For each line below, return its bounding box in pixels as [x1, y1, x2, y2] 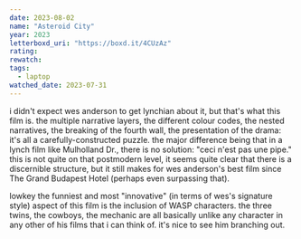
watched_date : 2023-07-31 [9, 81, 107, 90]
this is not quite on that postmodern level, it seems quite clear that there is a [9, 153, 292, 164]
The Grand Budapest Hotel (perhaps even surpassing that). [9, 173, 230, 184]
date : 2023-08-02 [9, 13, 75, 23]
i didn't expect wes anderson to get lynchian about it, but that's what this [9, 105, 281, 116]
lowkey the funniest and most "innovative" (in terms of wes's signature [9, 190, 273, 201]
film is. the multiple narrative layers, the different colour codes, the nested [9, 115, 285, 126]
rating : [9, 47, 39, 56]
